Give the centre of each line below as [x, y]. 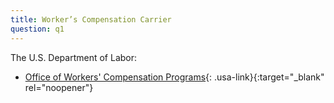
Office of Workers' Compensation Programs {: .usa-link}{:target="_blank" [174, 77]
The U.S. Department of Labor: [74, 57]
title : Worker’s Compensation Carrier [91, 19]
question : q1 [37, 29]
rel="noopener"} [59, 87]
